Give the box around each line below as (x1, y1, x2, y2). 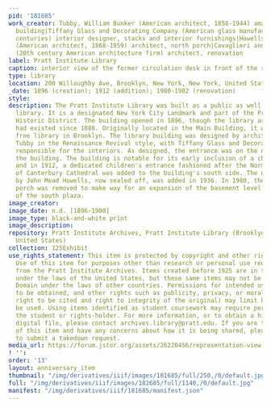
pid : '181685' (8, 11, 56, 20)
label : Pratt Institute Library (8, 57, 117, 65)
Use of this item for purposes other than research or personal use (15, 259, 251, 267)
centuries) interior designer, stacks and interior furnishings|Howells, (15, 34, 269, 43)
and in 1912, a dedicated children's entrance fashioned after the (15, 162, 248, 170)
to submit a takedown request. (15, 334, 121, 343)
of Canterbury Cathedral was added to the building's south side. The (15, 169, 258, 177)
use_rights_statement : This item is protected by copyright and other (8, 251, 251, 260)
